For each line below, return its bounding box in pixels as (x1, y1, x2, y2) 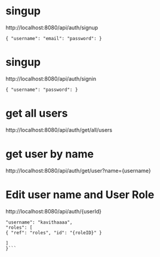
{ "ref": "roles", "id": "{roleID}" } (5, 230, 102, 235)
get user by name (5, 148, 94, 161)
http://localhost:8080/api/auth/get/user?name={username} (5, 167, 152, 174)
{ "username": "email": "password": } (5, 35, 102, 41)
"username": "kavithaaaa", (5, 219, 73, 225)
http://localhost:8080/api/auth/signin (5, 75, 97, 82)
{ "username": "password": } (5, 87, 78, 93)
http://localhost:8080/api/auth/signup (5, 24, 99, 31)
